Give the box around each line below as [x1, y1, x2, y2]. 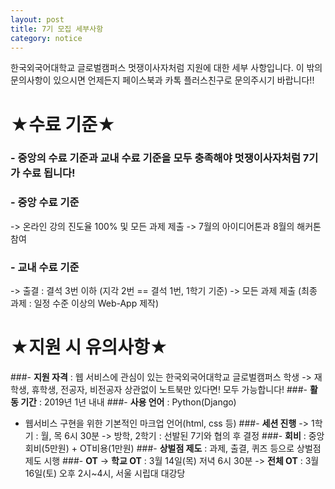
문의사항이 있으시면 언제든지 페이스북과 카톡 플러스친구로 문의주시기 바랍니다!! [10, 74, 315, 86]
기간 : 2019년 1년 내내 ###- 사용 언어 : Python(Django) [20, 396, 237, 408]
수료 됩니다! [21, 166, 76, 180]
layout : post [10, 14, 65, 25]
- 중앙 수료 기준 [10, 196, 80, 210]
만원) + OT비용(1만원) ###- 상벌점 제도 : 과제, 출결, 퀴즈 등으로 [49, 442, 295, 455]
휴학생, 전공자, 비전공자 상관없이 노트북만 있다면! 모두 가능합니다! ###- [31, 384, 308, 396]
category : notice [10, 33, 83, 43]
